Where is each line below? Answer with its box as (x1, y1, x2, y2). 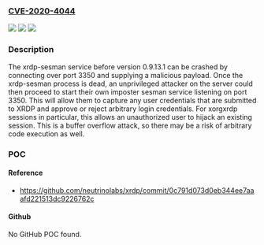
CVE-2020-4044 (8, 6, 76, 17)
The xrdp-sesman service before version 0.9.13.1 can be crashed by (8, 61, 229, 72)
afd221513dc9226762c (19, 194, 95, 203)
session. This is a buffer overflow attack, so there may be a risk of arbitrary (8, 121, 252, 130)
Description (8, 44, 54, 55)
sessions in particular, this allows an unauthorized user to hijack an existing (8, 112, 252, 121)
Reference (8, 168, 43, 178)
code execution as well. (8, 128, 85, 139)
